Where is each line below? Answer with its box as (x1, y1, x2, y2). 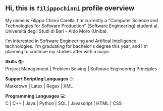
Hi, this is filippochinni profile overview (5, 4, 135, 13)
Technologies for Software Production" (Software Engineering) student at (5, 23, 158, 29)
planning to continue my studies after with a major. (5, 48, 111, 54)
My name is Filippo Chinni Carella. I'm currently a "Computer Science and (5, 17, 158, 23)
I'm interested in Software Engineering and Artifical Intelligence (5, 38, 137, 44)
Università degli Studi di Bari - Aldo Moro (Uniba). (5, 28, 108, 34)
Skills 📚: (5, 58, 24, 64)
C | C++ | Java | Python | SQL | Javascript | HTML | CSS (5, 100, 122, 106)
